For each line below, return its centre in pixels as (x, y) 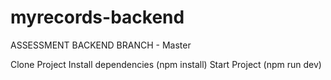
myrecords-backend (97, 17)
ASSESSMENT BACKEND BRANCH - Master (101, 45)
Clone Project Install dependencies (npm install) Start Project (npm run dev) (166, 64)
